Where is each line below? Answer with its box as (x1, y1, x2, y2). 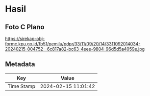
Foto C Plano (5, 23, 45, 31)
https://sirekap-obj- (5, 36, 45, 41)
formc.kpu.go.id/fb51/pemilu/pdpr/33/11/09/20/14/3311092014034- (5, 41, 141, 47)
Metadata (5, 60, 35, 69)
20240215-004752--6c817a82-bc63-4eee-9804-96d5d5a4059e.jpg (5, 46, 145, 52)
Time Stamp (7, 83, 36, 90)
